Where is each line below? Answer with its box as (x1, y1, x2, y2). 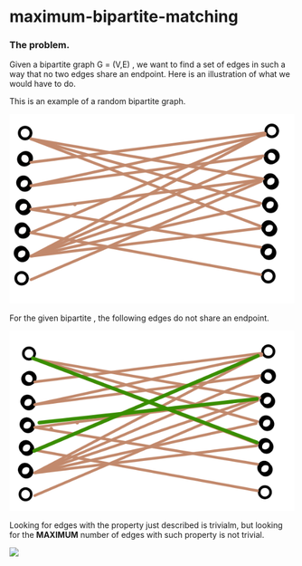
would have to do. (9, 79, 77, 90)
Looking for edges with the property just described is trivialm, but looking (9, 520, 283, 531)
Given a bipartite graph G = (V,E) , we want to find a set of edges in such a (9, 59, 287, 70)
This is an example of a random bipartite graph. (9, 96, 186, 107)
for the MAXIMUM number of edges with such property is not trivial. (9, 530, 265, 541)
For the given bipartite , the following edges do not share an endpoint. (9, 312, 269, 323)
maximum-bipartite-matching (9, 6, 239, 27)
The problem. (9, 39, 71, 52)
